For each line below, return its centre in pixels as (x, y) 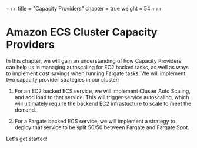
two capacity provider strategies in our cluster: (63, 79)
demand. (25, 110)
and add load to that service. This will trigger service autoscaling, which (102, 97)
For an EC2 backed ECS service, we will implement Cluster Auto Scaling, (103, 91)
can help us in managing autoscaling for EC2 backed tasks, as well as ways (98, 67)
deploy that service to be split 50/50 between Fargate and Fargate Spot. (102, 127)
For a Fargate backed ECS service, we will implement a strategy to (95, 121)
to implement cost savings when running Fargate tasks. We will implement (96, 73)
